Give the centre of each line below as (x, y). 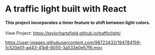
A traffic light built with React (66, 9)
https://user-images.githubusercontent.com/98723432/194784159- (73, 42)
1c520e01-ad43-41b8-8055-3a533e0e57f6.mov (54, 48)
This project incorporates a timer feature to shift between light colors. (78, 22)
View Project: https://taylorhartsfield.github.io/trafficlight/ (63, 33)
